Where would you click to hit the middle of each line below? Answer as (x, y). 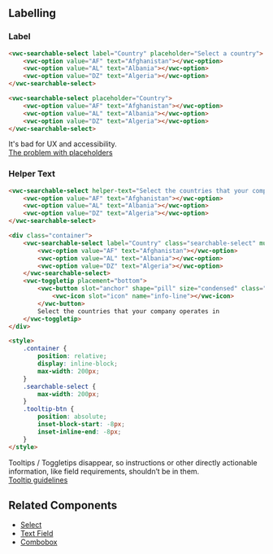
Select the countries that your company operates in (129, 311)
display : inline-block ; (78, 364)
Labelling (32, 13)
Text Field (37, 534)
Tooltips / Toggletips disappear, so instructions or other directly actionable (133, 462)
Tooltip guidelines (38, 480)
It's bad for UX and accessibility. (63, 144)
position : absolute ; (72, 417)
